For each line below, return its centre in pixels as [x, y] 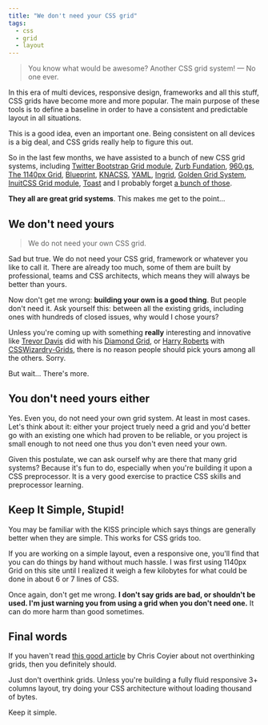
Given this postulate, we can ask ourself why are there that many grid [123, 459]
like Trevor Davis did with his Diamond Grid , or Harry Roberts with [117, 341]
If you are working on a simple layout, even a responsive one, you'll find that [134, 553]
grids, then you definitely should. [62, 664]
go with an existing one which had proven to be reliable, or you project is [128, 435]
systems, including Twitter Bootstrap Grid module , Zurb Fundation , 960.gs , [131, 166]
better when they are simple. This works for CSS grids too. [105, 537]
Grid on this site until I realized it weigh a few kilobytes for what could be [128, 570]
